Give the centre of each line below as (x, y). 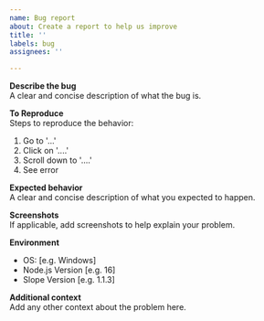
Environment (34, 242)
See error (41, 170)
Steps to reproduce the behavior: (72, 123)
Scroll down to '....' (58, 160)
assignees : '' (37, 52)
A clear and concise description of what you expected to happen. (132, 198)
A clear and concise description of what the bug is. (106, 96)
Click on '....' (46, 151)
